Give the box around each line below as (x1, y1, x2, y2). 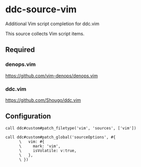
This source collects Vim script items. (5, 30, 85, 36)
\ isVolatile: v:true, (18, 148, 77, 153)
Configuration (5, 112, 51, 121)
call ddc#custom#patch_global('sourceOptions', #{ (5, 135, 116, 140)
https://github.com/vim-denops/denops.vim (5, 72, 98, 79)
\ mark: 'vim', (18, 143, 61, 149)
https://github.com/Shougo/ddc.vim (5, 97, 81, 103)
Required (5, 45, 35, 54)
